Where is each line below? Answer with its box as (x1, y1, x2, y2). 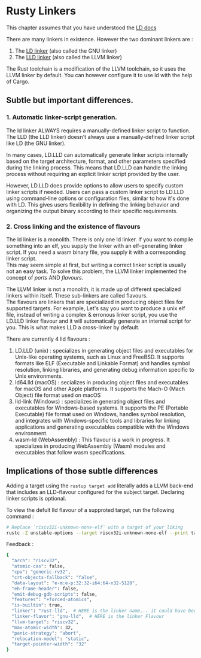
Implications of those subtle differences (6, 466, 159, 477)
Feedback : (6, 541, 34, 548)
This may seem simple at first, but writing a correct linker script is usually (6, 261, 187, 268)
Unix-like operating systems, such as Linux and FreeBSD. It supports (14, 353, 184, 360)
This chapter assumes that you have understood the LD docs (6, 24, 157, 31)
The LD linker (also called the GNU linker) (14, 47, 117, 54)
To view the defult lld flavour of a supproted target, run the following (6, 506, 175, 513)
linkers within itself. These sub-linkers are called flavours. (6, 292, 148, 299)
